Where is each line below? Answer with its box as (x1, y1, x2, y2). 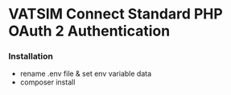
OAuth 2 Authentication (8, 22, 171, 40)
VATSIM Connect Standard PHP (8, 5, 223, 23)
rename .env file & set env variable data (19, 69, 152, 79)
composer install (19, 77, 76, 87)
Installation (8, 51, 54, 62)
